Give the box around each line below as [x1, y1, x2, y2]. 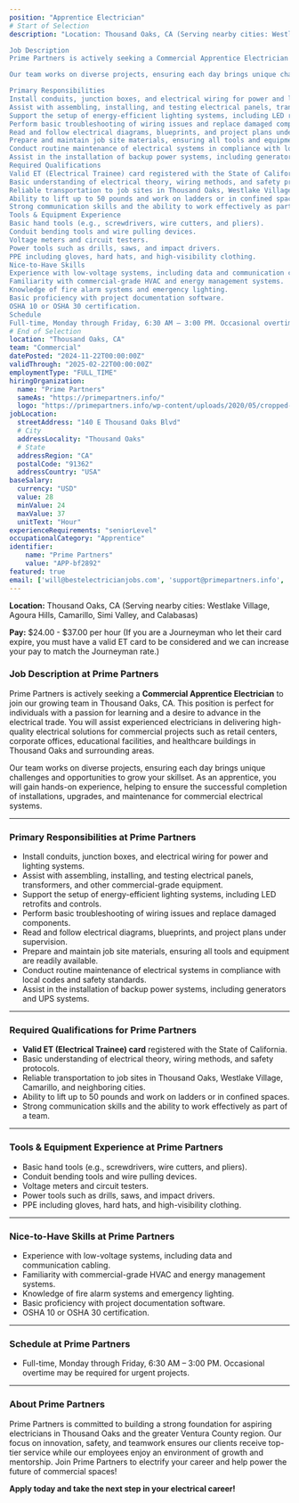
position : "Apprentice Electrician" [9, 12, 145, 22]
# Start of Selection [9, 21, 90, 30]
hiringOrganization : [9, 376, 86, 385]
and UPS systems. [21, 994, 90, 1004]
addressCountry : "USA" [17, 467, 101, 477]
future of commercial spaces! [9, 1466, 117, 1476]
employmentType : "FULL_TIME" [9, 367, 117, 377]
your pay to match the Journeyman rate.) [9, 646, 160, 657]
